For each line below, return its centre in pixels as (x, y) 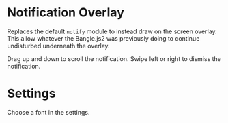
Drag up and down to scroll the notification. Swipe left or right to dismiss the (114, 58)
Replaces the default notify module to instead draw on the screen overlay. (112, 31)
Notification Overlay (66, 13)
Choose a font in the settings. (48, 112)
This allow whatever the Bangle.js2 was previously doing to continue (103, 38)
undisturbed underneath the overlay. (59, 46)
